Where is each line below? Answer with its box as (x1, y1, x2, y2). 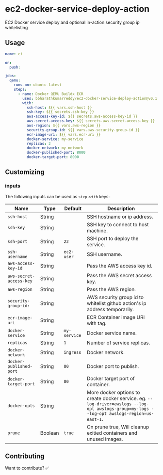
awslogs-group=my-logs (97, 406, 149, 412)
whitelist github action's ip (86, 300, 147, 306)
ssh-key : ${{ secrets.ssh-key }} (26, 110, 95, 114)
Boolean (40, 429, 59, 436)
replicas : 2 (26, 141, 51, 146)
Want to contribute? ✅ (5, 465, 49, 471)
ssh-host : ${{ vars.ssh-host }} (26, 105, 92, 110)
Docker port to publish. (86, 363, 139, 369)
